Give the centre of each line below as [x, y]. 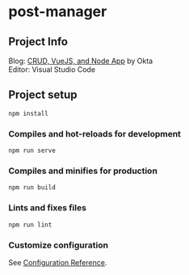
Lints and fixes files [48, 208]
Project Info [38, 42]
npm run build [32, 188]
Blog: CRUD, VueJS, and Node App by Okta [81, 61]
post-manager [58, 12]
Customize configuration [59, 245]
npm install [28, 113]
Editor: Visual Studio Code [52, 70]
